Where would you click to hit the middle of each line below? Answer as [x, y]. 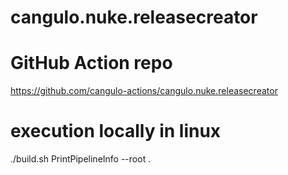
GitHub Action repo [91, 63]
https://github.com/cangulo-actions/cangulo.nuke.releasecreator [144, 91]
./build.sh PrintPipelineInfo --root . [81, 159]
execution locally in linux [116, 131]
